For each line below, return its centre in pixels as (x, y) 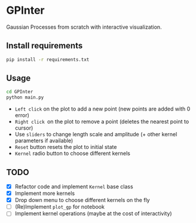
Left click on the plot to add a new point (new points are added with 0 (102, 109)
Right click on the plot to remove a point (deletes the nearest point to (102, 122)
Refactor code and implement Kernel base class (74, 187)
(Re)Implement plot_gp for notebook (59, 207)
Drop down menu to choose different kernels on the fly (82, 200)
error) (22, 115)
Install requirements (45, 46)
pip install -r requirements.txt (48, 59)
